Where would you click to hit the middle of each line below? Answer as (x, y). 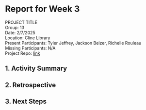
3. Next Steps (26, 102)
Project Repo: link (23, 53)
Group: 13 (15, 27)
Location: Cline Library (28, 38)
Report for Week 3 (42, 9)
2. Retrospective (31, 85)
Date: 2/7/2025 (20, 32)
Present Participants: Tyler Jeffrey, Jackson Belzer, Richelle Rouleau (73, 43)
